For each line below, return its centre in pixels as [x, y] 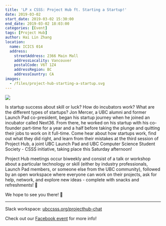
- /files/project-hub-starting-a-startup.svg [57, 83]
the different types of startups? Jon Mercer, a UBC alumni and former [76, 112]
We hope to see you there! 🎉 [34, 194]
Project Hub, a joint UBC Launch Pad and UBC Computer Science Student [80, 144]
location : [15, 42]
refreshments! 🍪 [21, 185]
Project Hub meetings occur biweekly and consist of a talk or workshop [78, 159]
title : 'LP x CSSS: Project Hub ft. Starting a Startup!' [66, 10]
